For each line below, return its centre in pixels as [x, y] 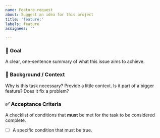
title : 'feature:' [24, 19]
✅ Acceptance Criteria [33, 104]
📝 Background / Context [35, 75]
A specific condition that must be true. [52, 130]
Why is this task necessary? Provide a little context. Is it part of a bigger [80, 86]
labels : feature [22, 24]
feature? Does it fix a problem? [37, 91]
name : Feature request [29, 10]
